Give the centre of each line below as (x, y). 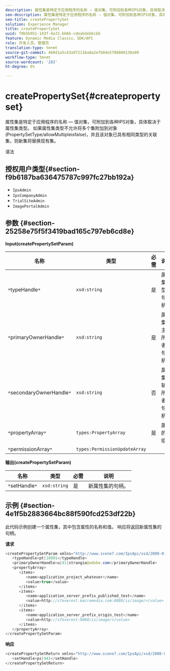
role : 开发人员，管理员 (27, 43)
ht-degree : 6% (20, 67)
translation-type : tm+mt (31, 48)
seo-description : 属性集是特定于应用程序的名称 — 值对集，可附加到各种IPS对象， (82, 15)
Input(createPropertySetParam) (39, 243)
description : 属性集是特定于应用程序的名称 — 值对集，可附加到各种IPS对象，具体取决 (85, 10)
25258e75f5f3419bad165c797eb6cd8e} (70, 232)
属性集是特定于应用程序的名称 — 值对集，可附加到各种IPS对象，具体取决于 (83, 122)
